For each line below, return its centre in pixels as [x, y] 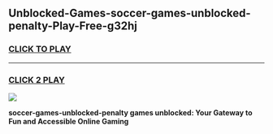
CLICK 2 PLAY [37, 80]
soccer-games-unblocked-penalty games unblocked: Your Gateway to [130, 112]
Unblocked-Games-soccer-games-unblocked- [130, 13]
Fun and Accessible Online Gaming [69, 121]
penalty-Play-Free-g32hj [73, 26]
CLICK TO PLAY [40, 50]
